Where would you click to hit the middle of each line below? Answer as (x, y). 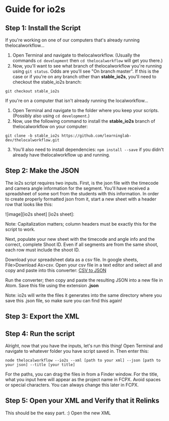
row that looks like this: (29, 204)
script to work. (20, 229)
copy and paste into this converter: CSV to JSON (56, 270)
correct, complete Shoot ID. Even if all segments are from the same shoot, (82, 244)
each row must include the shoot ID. (43, 250)
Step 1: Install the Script (43, 28)
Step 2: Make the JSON (42, 171)
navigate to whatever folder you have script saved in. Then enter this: (77, 351)
